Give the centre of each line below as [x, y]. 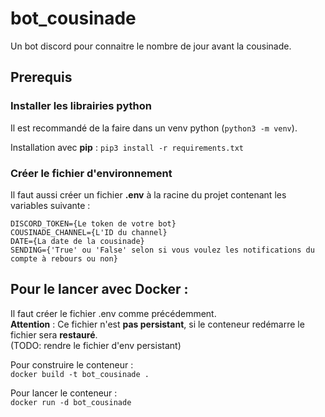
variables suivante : [50, 205]
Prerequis [41, 77]
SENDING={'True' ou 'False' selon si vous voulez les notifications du [162, 250]
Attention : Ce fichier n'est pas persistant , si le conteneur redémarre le [157, 324]
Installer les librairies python [81, 106]
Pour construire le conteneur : [72, 364]
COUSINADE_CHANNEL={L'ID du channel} [89, 232]
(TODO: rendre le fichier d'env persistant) [96, 345]
